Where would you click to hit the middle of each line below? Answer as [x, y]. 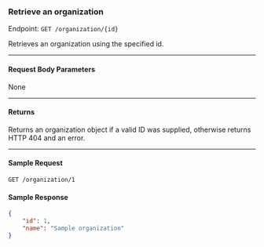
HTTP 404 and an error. [47, 138]
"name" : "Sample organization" [73, 228]
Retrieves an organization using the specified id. [86, 44]
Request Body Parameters [52, 69]
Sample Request [35, 163]
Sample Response [38, 197]
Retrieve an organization [56, 12]
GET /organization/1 [42, 180]
